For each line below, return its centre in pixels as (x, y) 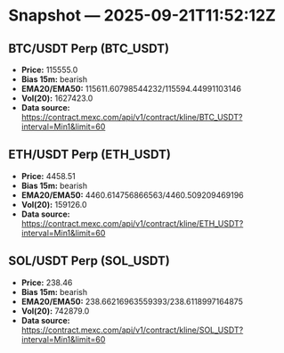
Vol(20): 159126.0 (54, 204)
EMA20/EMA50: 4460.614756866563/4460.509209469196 (132, 195)
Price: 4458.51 (49, 176)
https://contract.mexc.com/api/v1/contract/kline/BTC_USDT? (132, 117)
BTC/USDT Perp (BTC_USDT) (89, 49)
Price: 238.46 (47, 283)
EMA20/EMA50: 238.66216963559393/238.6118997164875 (132, 301)
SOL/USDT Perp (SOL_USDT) (89, 261)
